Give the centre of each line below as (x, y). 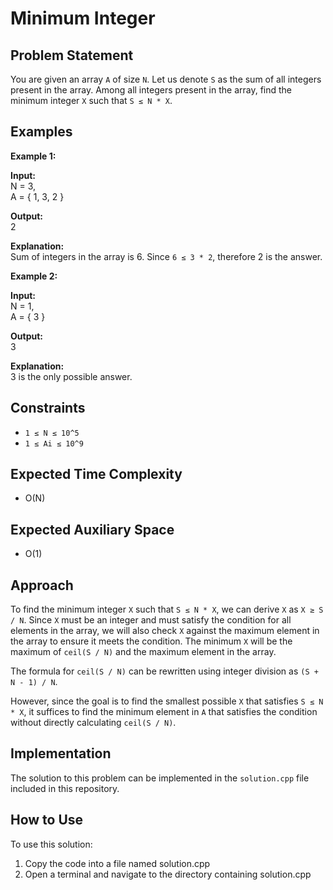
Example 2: (34, 276)
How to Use (47, 820)
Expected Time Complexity (96, 474)
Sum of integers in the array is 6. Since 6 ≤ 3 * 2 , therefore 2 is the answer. (166, 256)
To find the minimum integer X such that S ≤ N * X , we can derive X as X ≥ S (167, 609)
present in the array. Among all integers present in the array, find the (151, 90)
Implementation (61, 753)
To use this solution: (51, 844)
